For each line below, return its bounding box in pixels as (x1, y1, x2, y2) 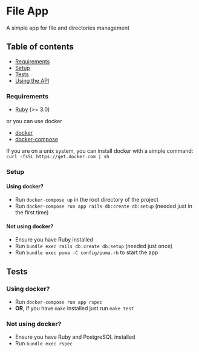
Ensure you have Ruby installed (15, 236, 94, 243)
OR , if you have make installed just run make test (15, 305, 134, 312)
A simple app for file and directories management (6, 24, 130, 31)
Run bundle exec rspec (15, 340, 73, 347)
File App (6, 4, 49, 18)
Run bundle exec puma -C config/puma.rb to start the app (15, 249, 158, 256)
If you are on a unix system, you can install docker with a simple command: (6, 147, 194, 155)
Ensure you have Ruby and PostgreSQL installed (15, 333, 135, 341)
